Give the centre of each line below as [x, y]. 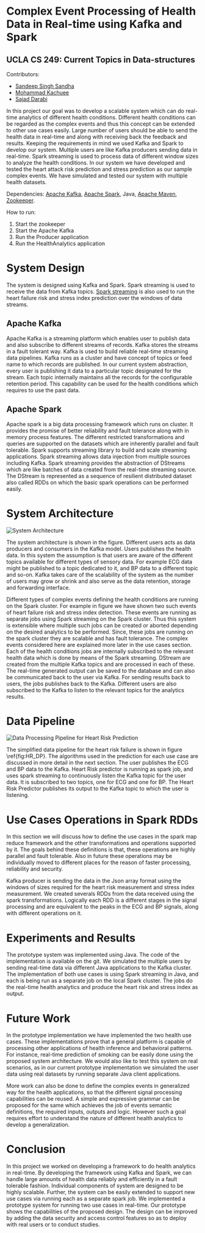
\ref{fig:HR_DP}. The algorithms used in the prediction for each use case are [103, 756]
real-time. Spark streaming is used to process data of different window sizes [103, 156]
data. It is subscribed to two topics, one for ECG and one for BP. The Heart [100, 782]
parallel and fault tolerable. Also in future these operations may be [89, 856]
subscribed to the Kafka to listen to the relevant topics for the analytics [95, 690]
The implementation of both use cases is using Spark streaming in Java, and [103, 974]
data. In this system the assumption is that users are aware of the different [100, 555]
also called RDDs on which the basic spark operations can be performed [98, 482]
